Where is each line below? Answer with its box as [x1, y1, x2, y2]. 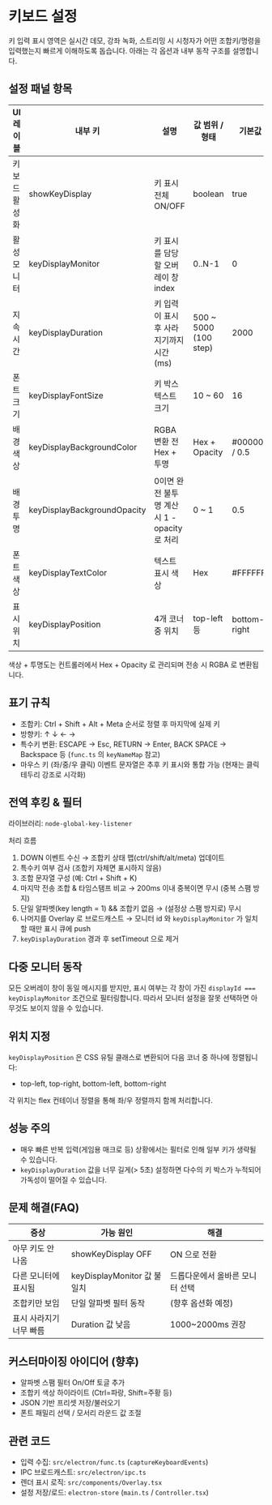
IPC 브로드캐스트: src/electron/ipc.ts [19, 1468, 147, 1477]
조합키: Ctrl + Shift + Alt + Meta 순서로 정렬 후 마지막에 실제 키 [19, 719, 220, 729]
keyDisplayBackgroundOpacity [28, 504, 147, 515]
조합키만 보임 [12, 1298, 60, 1309]
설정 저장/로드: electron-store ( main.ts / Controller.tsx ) [19, 1488, 209, 1498]
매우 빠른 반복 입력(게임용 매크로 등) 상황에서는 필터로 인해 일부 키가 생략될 [19, 1144, 257, 1154]
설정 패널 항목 [8, 82, 73, 96]
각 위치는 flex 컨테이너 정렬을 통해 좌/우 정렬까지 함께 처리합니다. [8, 1096, 213, 1105]
